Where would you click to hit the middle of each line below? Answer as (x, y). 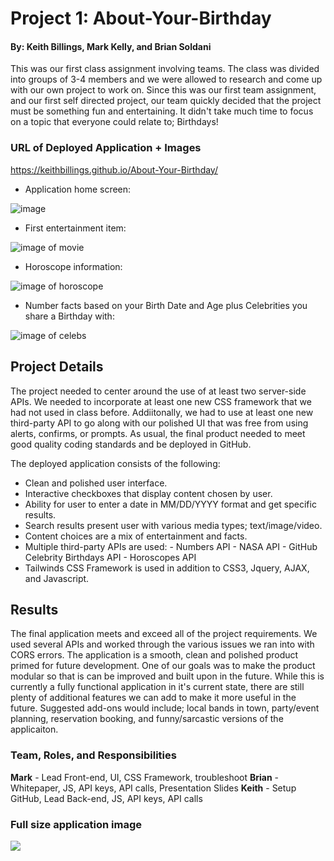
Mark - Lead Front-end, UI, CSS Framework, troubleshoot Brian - (145, 777)
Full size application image (76, 824)
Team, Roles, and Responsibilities (93, 755)
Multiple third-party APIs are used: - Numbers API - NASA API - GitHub (171, 546)
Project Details (57, 367)
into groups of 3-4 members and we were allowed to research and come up (166, 79)
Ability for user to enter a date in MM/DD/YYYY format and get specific (170, 504)
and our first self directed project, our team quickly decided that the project (166, 101)
